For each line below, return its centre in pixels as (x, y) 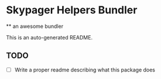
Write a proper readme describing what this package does (85, 70)
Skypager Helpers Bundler (72, 10)
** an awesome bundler (35, 26)
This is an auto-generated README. (49, 37)
